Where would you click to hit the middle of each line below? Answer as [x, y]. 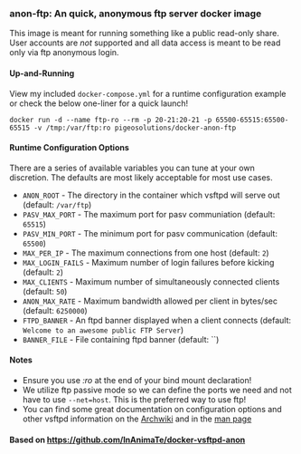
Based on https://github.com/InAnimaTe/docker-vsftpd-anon [127, 440]
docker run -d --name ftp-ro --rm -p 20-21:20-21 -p [111, 120]
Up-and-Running [42, 73]
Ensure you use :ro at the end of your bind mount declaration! [137, 380]
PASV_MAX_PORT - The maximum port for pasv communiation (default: [149, 214]
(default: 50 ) [45, 291]
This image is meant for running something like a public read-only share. [145, 34]
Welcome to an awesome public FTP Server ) [103, 330]
